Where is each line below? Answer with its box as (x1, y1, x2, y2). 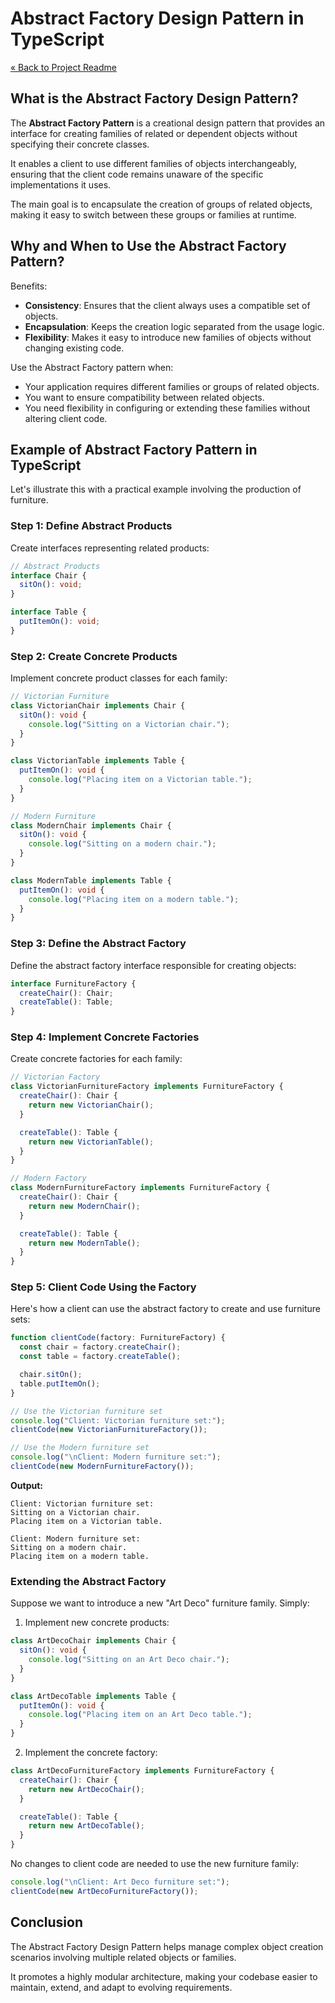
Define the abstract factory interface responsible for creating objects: (10, 959, 297, 971)
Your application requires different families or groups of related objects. (24, 380, 320, 392)
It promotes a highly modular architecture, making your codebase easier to (10, 1970, 318, 1982)
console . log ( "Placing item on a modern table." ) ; (28, 894, 240, 904)
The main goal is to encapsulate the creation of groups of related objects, (10, 198, 313, 210)
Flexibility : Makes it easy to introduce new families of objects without (24, 331, 312, 343)
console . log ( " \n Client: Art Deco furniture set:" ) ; (10, 1877, 230, 1887)
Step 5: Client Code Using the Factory (10, 1280, 197, 1294)
